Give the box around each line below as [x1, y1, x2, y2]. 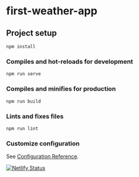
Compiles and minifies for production [6, 85, 116, 93]
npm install [6, 44, 36, 49]
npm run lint [6, 125, 39, 132]
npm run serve [6, 71, 42, 77]
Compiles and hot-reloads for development [6, 57, 134, 66]
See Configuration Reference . [6, 153, 79, 160]
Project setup [6, 28, 58, 38]
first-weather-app [6, 4, 98, 18]
